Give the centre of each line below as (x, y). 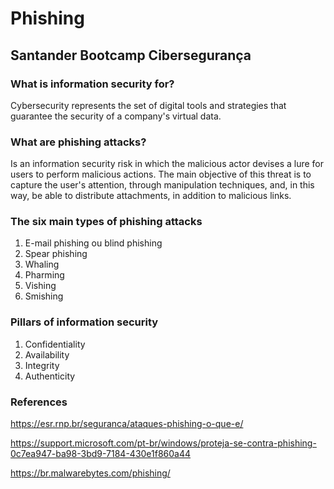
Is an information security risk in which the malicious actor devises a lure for (167, 164)
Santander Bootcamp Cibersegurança (131, 55)
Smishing (44, 296)
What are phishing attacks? (78, 142)
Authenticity (50, 376)
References (39, 402)
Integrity (42, 365)
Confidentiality (55, 344)
